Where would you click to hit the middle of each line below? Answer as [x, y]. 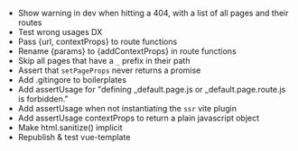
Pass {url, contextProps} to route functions [98, 41]
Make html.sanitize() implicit [70, 128]
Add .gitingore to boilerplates [72, 80]
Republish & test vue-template [74, 137]
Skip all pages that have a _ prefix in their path [104, 61]
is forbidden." [43, 99]
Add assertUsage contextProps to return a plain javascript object [139, 118]
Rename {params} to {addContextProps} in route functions [127, 51]
